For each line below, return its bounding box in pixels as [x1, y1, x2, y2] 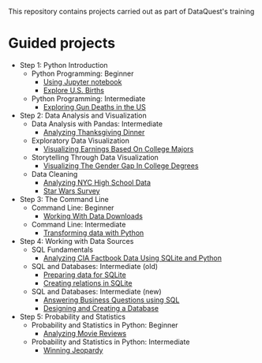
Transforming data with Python [43, 228, 144, 238]
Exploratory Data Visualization [31, 136, 130, 145]
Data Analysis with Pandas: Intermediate [31, 118, 163, 129]
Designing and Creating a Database [43, 303, 159, 312]
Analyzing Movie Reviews [43, 328, 127, 338]
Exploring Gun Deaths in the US [43, 102, 146, 111]
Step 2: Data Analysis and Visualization [19, 110, 148, 120]
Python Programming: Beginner [31, 69, 134, 78]
